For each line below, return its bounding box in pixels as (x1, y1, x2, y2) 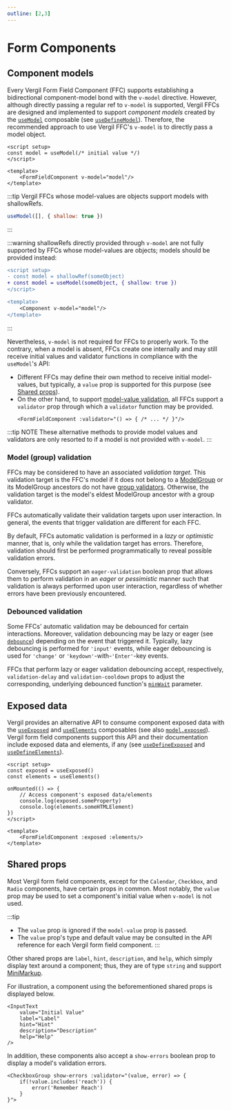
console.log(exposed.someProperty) (19, 798, 122, 805)
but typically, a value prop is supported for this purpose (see (39, 380, 212, 388)
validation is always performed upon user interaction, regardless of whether (7, 582, 223, 590)
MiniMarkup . (7, 969, 43, 977)
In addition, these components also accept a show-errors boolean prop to (7, 1051, 216, 1059)
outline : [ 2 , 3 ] (7, 10, 51, 17)
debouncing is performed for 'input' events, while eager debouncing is (7, 645, 212, 653)
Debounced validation (7, 607, 83, 616)
